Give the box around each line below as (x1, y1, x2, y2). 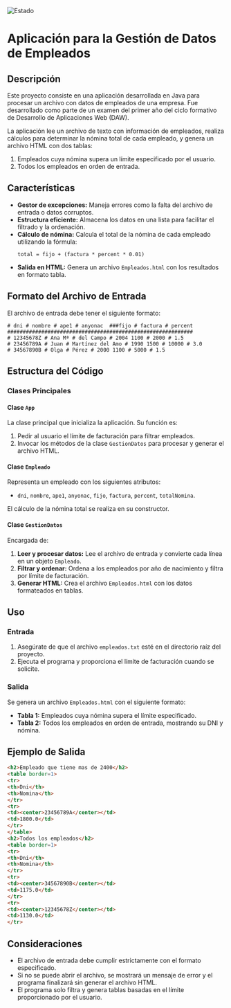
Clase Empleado (7, 462, 50, 471)
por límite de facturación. (17, 571, 89, 579)
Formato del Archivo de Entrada (7, 291, 147, 303)
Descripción (7, 73, 61, 84)
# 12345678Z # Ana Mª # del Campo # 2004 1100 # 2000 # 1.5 (7, 334, 185, 341)
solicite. (17, 665, 40, 673)
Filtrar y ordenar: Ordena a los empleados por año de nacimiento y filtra (17, 564, 223, 573)
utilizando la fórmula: (17, 237, 77, 246)
